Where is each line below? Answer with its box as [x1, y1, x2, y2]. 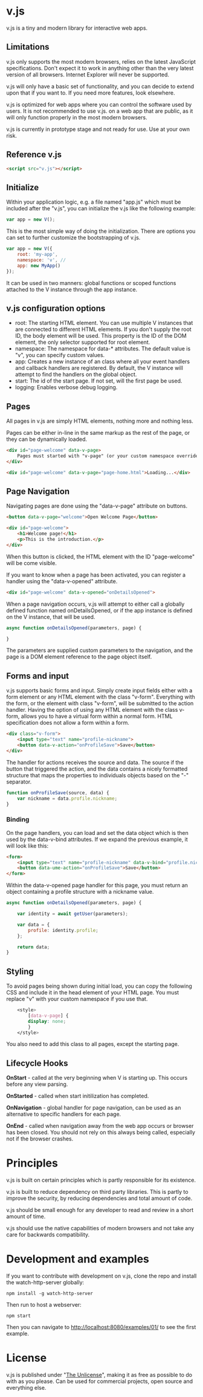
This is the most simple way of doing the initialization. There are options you [6, 227, 196, 235]
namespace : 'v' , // [17, 256, 66, 263]
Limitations [6, 42, 50, 52]
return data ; [17, 944, 50, 950]
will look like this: [6, 842, 49, 849]
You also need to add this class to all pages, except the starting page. [6, 1040, 179, 1048]
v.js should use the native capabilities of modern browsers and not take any [6, 1225, 195, 1232]
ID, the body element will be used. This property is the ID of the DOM [14, 332, 187, 340]
